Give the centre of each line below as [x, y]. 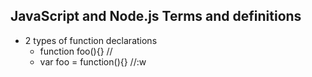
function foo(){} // [76, 51]
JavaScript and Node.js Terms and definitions [156, 16]
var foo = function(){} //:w [93, 61]
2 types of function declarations [91, 40]
